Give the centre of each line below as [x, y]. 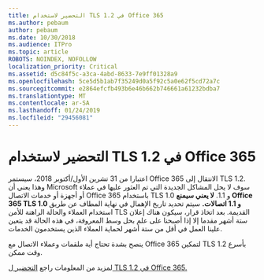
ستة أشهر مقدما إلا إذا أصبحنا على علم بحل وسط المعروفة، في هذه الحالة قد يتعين [128, 220]
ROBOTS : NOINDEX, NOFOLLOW [52, 60]
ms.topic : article [38, 52]
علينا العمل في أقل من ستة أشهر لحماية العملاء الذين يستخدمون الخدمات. [115, 228]
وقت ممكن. [26, 252]
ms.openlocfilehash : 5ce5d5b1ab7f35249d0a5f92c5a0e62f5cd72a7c [114, 81]
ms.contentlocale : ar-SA [49, 103]
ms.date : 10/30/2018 [42, 37]
